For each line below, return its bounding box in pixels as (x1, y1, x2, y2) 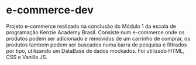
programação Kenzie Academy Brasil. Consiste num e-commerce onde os (6, 28, 185, 35)
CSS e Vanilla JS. (6, 53, 48, 60)
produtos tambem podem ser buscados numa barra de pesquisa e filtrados (6, 41, 187, 48)
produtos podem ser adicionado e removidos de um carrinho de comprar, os (6, 35, 191, 42)
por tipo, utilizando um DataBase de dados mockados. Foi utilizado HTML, (6, 47, 185, 54)
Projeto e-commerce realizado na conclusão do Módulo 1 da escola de (6, 23, 177, 30)
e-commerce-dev (6, 3, 94, 17)
